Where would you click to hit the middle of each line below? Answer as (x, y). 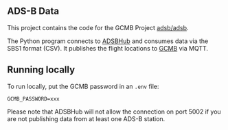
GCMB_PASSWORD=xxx (33, 99)
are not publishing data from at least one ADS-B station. (86, 118)
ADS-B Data (33, 11)
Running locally (41, 70)
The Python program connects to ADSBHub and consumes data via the (108, 41)
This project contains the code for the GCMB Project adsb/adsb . (98, 27)
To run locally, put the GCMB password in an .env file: (83, 86)
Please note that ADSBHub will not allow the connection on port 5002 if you (114, 112)
